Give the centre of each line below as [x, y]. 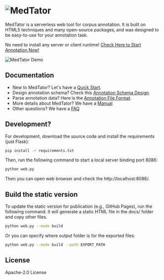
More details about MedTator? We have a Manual [62, 103]
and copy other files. [26, 217]
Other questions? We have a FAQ [46, 108]
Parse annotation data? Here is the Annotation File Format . [72, 98]
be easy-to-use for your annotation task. [47, 35]
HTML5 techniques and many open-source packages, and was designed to [82, 29]
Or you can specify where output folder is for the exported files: [70, 236]
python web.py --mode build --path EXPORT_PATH [55, 245]
